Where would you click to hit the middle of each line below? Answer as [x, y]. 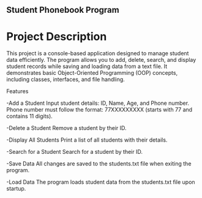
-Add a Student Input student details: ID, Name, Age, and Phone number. [98, 103]
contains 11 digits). [30, 116]
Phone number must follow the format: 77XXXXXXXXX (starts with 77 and [99, 110]
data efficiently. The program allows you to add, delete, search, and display [101, 60]
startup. [16, 189]
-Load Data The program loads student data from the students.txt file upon [101, 182]
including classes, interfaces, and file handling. [66, 80]
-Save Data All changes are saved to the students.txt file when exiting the [99, 164]
